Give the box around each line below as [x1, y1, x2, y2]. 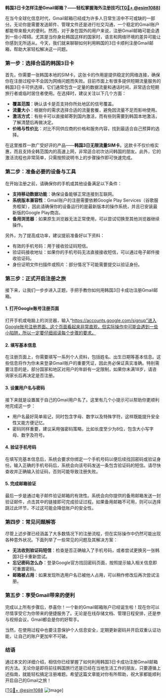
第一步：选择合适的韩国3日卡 [5, 59, 75, 66]
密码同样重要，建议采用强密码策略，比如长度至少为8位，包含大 [12, 426, 141, 432]
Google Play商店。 [25, 210, 63, 216]
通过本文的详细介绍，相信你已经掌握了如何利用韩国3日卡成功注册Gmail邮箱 [5, 658, 158, 664]
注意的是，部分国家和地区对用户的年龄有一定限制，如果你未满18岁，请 [9, 366, 153, 372]
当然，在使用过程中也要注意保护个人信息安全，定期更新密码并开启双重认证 [5, 627, 157, 633]
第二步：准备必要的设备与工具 [5, 168, 77, 175]
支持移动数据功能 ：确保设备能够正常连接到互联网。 [12, 191, 117, 197]
